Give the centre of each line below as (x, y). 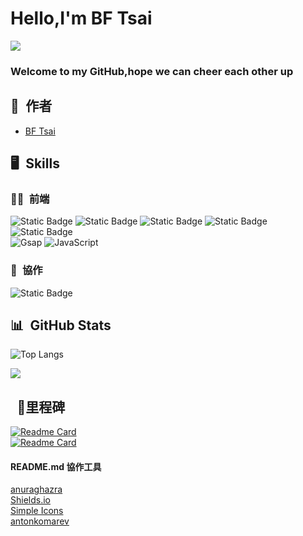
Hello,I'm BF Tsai (81, 18)
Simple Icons (37, 511)
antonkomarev (40, 521)
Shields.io (30, 500)
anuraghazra (36, 489)
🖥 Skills (35, 163)
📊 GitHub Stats (61, 325)
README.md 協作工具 (56, 466)
